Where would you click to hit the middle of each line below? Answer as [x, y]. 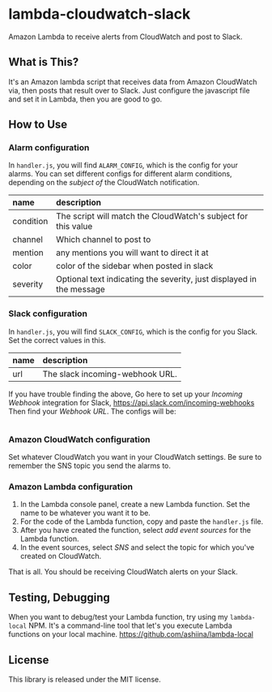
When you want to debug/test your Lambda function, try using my [118, 617]
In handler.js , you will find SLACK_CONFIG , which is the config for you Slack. [133, 331]
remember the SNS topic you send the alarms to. [90, 466]
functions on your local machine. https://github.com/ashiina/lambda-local [131, 634]
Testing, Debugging [59, 597]
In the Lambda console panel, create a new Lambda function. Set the [135, 504]
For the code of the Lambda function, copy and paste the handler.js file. [142, 521]
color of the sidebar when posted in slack [135, 266]
